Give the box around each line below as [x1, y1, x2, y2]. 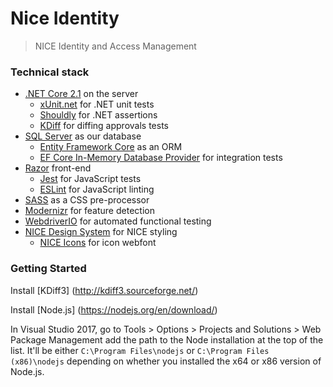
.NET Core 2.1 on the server [24, 88, 139, 100]
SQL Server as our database [24, 130, 142, 142]
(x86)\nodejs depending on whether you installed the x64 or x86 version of [10, 355, 322, 367]
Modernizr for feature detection [24, 205, 155, 217]
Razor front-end [24, 162, 92, 174]
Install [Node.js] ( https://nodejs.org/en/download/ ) [10, 303, 218, 316]
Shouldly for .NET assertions [39, 109, 158, 121]
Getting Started [10, 262, 87, 276]
